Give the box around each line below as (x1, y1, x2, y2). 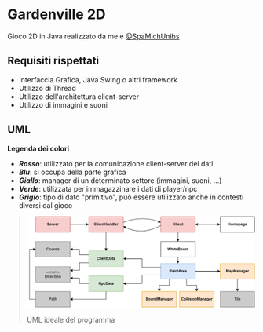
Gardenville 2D (7, 5, 106, 24)
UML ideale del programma (26, 315, 115, 324)
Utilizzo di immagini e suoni (18, 100, 108, 109)
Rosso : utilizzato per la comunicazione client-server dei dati (18, 159, 214, 168)
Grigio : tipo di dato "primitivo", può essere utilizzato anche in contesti (18, 192, 244, 202)
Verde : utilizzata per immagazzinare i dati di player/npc (18, 184, 198, 193)
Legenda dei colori (7, 144, 70, 153)
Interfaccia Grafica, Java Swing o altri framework (18, 75, 178, 84)
